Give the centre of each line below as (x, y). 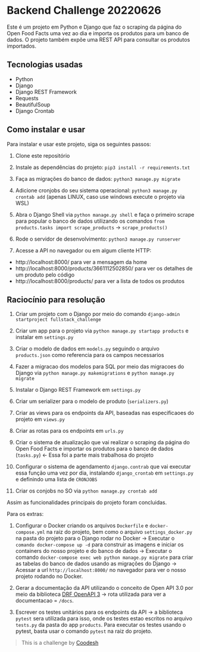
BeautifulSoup (33, 104)
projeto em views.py (40, 419)
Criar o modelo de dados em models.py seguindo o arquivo (87, 349)
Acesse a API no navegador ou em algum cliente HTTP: (83, 250)
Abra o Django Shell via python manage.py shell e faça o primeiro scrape (105, 214)
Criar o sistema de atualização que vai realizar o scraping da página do (102, 442)
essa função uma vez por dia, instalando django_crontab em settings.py (104, 473)
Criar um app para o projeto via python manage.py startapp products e (102, 331)
